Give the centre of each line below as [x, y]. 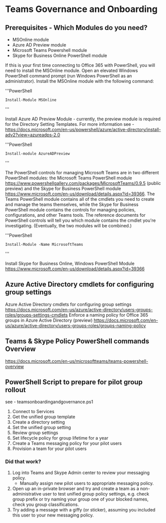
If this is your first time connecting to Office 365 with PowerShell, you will [80, 65]
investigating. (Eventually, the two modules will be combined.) [68, 226]
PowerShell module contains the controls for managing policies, [70, 210]
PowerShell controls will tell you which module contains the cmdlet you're [81, 220]
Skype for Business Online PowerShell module [60, 55]
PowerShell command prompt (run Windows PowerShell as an [69, 76]
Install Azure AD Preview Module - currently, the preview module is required [83, 119]
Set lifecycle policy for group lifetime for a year [60, 438]
